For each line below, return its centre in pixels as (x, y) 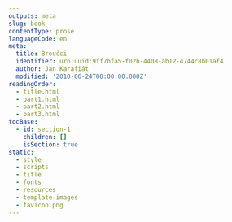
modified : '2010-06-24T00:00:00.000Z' (82, 76)
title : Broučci (42, 54)
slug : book (27, 24)
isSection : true (51, 144)
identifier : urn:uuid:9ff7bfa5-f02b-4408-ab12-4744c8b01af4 (120, 62)
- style (29, 159)
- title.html (38, 91)
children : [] (45, 137)
